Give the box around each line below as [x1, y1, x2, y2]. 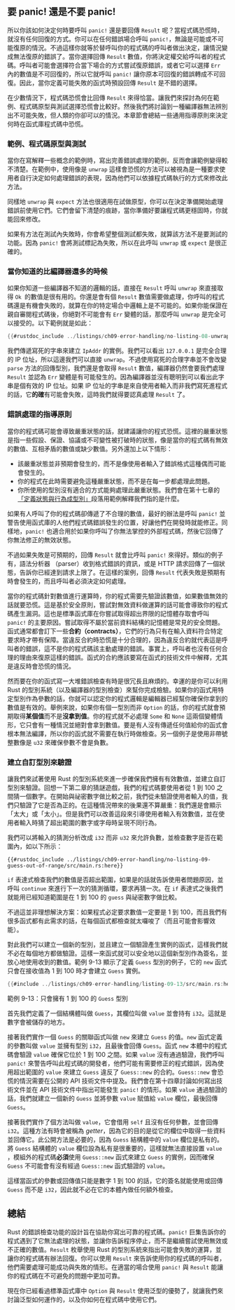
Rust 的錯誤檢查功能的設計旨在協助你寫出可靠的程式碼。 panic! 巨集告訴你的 [7, 1227, 227, 1236]
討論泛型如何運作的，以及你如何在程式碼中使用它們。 [7, 1295, 161, 1304]
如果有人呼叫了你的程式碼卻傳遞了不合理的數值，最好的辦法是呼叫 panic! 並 [7, 509, 226, 518]
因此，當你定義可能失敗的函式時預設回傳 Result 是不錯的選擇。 [19, 79, 201, 87]
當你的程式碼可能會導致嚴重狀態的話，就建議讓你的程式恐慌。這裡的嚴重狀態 [7, 426, 228, 435]
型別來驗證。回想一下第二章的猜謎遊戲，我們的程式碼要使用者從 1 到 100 [7, 783, 215, 792]
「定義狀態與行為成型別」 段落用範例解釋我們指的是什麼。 [17, 494, 183, 503]
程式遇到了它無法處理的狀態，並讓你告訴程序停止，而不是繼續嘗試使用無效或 [7, 1236, 228, 1245]
